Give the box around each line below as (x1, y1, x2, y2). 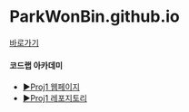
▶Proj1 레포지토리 (22, 93, 88, 104)
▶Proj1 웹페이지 (22, 81, 80, 92)
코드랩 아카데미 (9, 60, 64, 70)
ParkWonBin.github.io (9, 6, 180, 27)
